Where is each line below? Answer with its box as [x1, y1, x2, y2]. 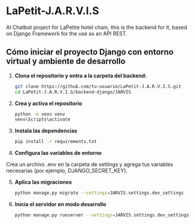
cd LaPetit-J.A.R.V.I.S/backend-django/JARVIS [14, 89, 131, 95]
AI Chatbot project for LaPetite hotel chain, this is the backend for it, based [6, 24, 187, 31]
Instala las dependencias [14, 127, 78, 134]
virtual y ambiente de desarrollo [6, 56, 125, 66]
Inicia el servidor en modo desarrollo [14, 201, 107, 207]
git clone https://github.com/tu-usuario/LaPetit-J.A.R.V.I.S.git [14, 83, 181, 89]
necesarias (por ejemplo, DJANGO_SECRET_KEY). [6, 167, 128, 174]
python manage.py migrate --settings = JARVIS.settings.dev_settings [14, 190, 184, 196]
